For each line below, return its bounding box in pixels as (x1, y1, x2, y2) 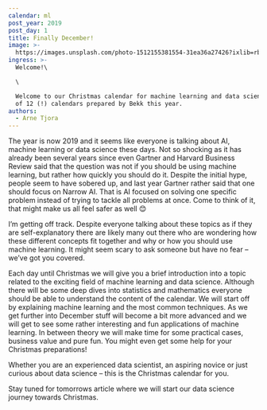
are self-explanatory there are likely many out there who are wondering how (8, 228, 257, 237)
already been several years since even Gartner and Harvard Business (8, 153, 235, 163)
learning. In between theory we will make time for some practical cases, (8, 328, 244, 338)
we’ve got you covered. (8, 253, 85, 263)
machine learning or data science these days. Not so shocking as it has (8, 145, 242, 154)
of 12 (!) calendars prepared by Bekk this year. (15, 100, 183, 107)
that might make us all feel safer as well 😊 (8, 204, 147, 213)
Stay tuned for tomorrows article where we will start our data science (8, 384, 234, 394)
